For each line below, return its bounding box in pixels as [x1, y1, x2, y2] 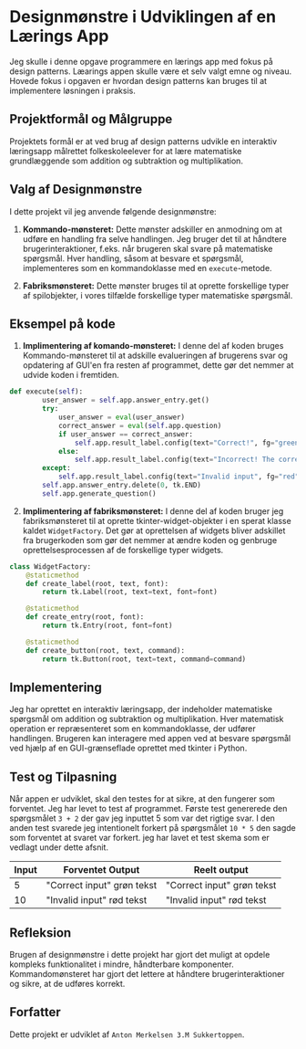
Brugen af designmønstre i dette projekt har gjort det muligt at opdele [9, 949, 270, 960]
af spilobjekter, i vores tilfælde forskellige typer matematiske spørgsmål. [22, 289, 293, 300]
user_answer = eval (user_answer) [57, 413, 185, 422]
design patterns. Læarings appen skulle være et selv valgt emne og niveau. [9, 66, 292, 77]
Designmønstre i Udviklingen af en [9, 6, 276, 27]
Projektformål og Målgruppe [9, 111, 173, 127]
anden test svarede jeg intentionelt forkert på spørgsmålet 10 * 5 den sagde [9, 823, 296, 834]
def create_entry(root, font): [25, 613, 145, 622]
